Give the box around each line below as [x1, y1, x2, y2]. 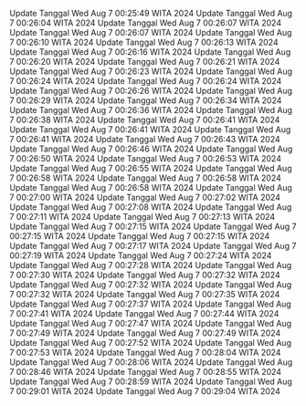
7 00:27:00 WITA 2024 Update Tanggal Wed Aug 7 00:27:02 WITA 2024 [9, 192, 281, 203]
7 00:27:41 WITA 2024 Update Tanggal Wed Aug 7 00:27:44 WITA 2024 [9, 308, 280, 318]
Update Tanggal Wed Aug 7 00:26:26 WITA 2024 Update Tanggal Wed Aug [9, 86, 293, 96]
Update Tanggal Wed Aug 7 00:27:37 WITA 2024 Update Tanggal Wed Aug [9, 298, 292, 309]
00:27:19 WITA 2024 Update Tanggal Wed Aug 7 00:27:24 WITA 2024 [9, 250, 272, 261]
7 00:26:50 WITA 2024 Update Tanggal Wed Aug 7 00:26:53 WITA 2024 [9, 153, 281, 163]
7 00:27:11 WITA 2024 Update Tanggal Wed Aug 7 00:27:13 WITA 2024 [9, 212, 276, 222]
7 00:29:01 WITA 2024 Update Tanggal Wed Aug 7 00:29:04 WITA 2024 [9, 386, 280, 396]
